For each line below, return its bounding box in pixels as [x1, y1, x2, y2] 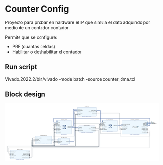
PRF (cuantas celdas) [12, 43, 55, 49]
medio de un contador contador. [5, 24, 70, 30]
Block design [5, 90, 45, 99]
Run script [5, 63, 38, 71]
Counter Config [5, 3, 69, 15]
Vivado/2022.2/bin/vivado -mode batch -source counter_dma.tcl [5, 76, 136, 82]
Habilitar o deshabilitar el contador [12, 49, 82, 55]
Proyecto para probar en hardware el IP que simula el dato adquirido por [5, 20, 150, 25]
